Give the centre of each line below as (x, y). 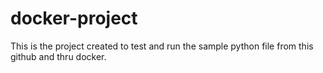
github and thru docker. (58, 56)
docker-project (74, 18)
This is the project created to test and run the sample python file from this (162, 46)
